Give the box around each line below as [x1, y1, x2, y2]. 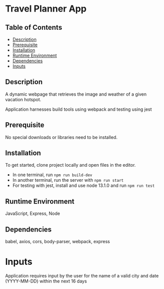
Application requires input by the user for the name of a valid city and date [5, 273, 159, 278]
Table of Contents [5, 23, 63, 32]
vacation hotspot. [5, 96, 42, 102]
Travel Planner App [5, 3, 87, 15]
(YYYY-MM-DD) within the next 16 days [5, 278, 87, 284]
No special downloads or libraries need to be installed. [5, 134, 118, 140]
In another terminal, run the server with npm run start [12, 177, 124, 183]
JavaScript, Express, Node [5, 210, 60, 216]
